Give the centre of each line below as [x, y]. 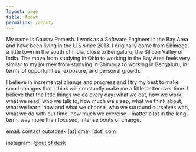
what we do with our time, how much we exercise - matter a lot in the [90, 114]
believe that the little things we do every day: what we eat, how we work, [94, 95]
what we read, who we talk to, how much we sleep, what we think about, [94, 101]
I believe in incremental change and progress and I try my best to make [92, 82]
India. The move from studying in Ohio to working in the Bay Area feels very [98, 58]
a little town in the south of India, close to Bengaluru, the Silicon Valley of [95, 52]
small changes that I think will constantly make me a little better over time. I [97, 89]
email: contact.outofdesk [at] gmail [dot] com [61, 131]
